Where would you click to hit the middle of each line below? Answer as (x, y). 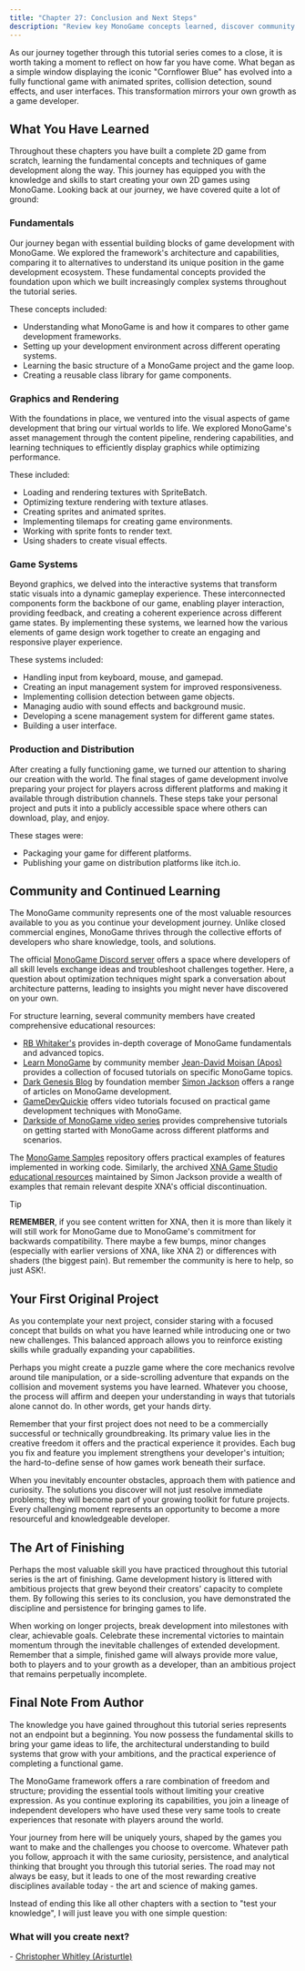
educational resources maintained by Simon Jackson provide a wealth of (146, 1177)
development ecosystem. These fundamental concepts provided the (137, 272)
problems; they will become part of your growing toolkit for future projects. (149, 1499)
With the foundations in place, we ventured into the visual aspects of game (150, 418)
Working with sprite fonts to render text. (97, 531)
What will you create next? (70, 1936)
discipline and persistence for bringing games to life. (108, 1608)
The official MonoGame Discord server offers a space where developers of (150, 960)
